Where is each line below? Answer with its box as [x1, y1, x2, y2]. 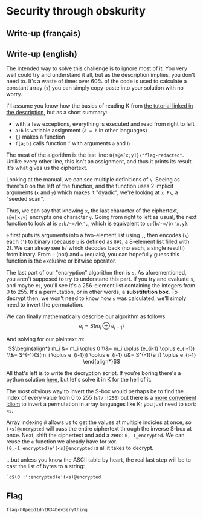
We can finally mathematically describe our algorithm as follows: [6, 313, 167, 320]
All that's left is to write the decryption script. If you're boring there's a [6, 370, 181, 377]
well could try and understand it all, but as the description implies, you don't [6, 71, 195, 79]
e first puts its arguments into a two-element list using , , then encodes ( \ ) [6, 232, 190, 239]
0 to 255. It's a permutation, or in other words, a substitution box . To [6, 289, 178, 296]
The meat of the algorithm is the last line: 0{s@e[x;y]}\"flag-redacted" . [6, 151, 184, 158]
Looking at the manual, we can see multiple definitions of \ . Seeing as [6, 176, 180, 183]
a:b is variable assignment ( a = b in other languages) [14, 127, 147, 134]
